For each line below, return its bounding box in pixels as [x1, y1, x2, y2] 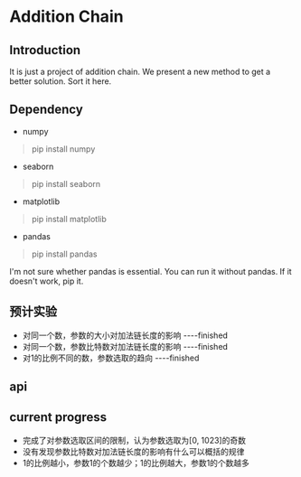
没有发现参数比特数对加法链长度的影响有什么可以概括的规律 [22, 445, 245, 457]
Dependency [9, 102, 83, 117]
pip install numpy [31, 143, 96, 154]
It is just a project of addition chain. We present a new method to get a [9, 66, 271, 77]
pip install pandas [31, 248, 98, 259]
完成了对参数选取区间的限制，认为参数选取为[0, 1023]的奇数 [22, 435, 247, 445]
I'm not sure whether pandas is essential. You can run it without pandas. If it [9, 266, 292, 276]
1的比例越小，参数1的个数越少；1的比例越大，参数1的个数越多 [22, 457, 250, 468]
